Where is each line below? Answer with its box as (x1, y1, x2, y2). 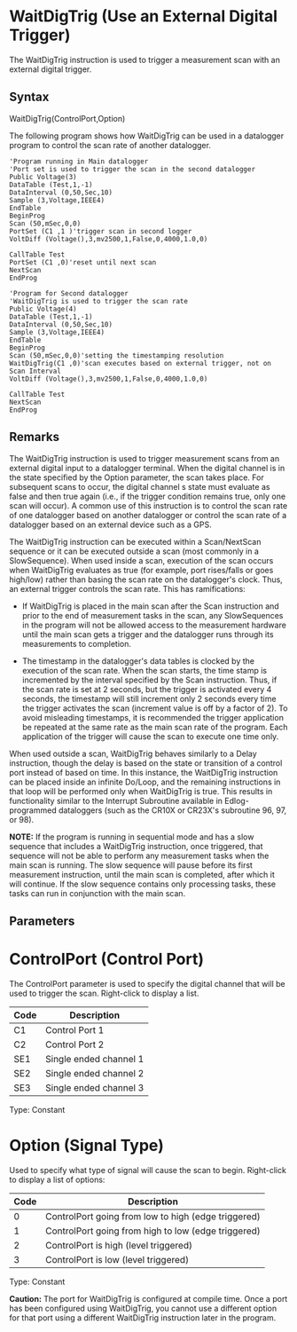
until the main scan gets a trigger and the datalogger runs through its (21, 628, 274, 640)
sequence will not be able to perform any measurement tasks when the (9, 850, 270, 861)
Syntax (9, 90, 50, 105)
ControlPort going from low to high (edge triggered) (45, 1210, 262, 1222)
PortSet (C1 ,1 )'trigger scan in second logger (9, 226, 192, 236)
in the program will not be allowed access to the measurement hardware (21, 619, 286, 630)
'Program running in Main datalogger (9, 157, 149, 166)
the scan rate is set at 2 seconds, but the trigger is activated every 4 (21, 683, 272, 694)
